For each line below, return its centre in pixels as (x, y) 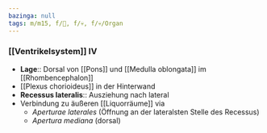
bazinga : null (32, 16)
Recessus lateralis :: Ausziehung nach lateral (94, 94)
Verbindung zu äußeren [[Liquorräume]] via (92, 103)
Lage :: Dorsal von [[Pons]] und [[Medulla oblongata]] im (113, 69)
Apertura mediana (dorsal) (76, 120)
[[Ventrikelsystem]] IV (53, 52)
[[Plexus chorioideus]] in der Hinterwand (88, 86)
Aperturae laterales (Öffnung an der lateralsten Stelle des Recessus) (146, 112)
